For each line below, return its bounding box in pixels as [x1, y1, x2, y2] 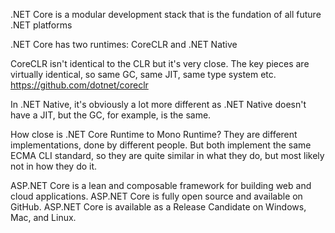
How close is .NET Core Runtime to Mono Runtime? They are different [10, 129, 298, 140]
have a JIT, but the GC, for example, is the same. [10, 109, 212, 121]
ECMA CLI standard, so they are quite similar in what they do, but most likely [10, 150, 325, 161]
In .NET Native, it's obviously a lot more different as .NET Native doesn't [10, 99, 307, 110]
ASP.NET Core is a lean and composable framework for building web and [10, 180, 312, 191]
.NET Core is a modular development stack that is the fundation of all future [10, 9, 322, 20]
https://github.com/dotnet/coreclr [10, 79, 149, 91]
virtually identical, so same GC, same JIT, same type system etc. [10, 69, 277, 80]
